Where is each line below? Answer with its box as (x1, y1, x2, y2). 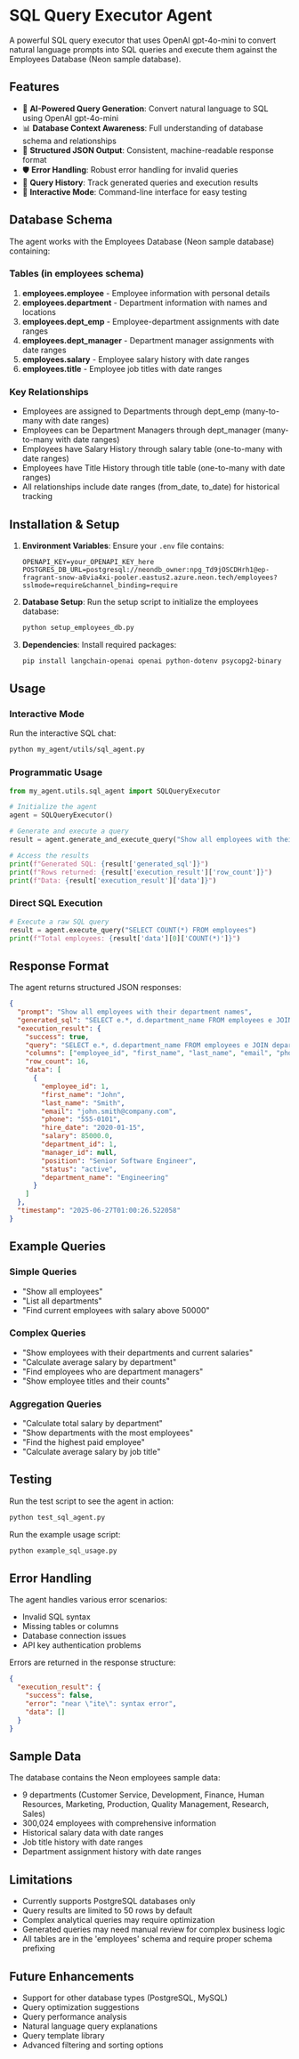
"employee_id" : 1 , (41, 1082, 109, 1091)
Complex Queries (9, 1327, 86, 1339)
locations (21, 306, 56, 317)
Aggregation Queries (9, 1398, 102, 1410)
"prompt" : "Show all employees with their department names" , (17, 1007, 253, 1017)
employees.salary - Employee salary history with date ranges (21, 353, 250, 365)
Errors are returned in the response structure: (9, 1657, 176, 1668)
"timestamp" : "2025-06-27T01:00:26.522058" (17, 1207, 181, 1215)
